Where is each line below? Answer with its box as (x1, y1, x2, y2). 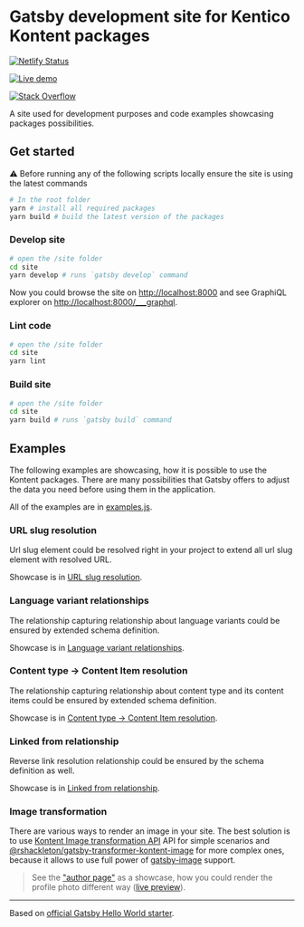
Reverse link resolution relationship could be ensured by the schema (9, 756, 264, 767)
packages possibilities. (9, 118, 95, 129)
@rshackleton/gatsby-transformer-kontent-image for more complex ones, (9, 845, 285, 856)
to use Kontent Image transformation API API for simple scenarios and (9, 836, 270, 846)
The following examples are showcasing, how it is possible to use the (9, 464, 268, 475)
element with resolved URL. (9, 554, 112, 565)
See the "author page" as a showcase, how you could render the (31, 872, 273, 884)
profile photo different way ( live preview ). (31, 882, 186, 893)
